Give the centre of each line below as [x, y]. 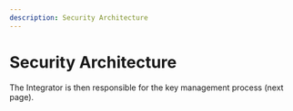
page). [22, 97]
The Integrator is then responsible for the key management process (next [146, 88]
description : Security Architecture [79, 18]
